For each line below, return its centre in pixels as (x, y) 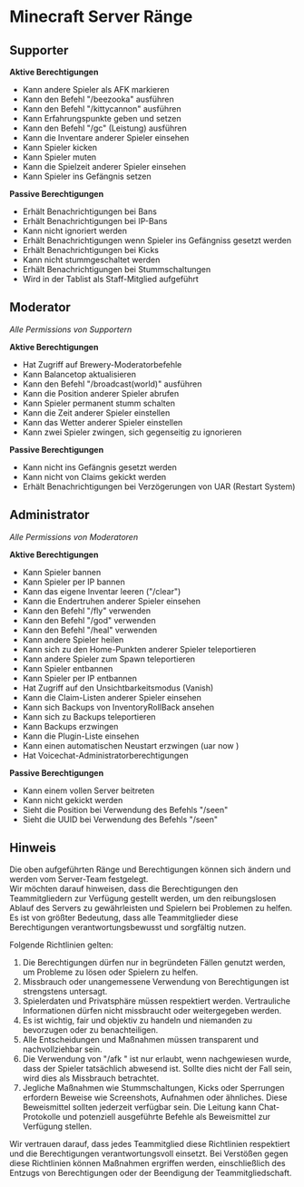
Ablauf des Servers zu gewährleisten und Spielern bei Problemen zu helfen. (151, 908)
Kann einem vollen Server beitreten (88, 790)
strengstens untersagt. (65, 992)
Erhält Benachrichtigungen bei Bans (89, 211)
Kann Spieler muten (59, 157)
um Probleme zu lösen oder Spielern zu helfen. (110, 972)
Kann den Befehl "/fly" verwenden (87, 611)
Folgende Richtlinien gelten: (61, 945)
